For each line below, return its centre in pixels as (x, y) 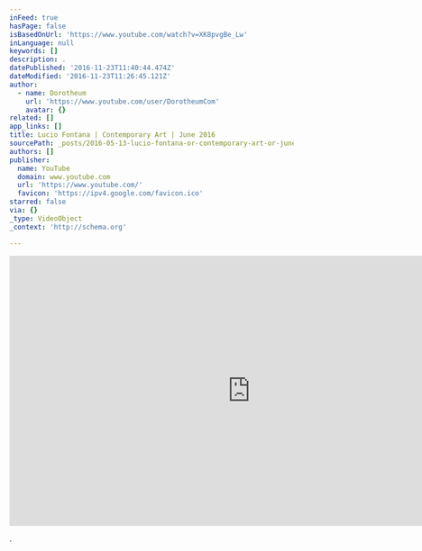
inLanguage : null (42, 43)
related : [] (32, 118)
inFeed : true (34, 18)
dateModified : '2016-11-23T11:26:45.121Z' (90, 77)
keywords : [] (34, 51)
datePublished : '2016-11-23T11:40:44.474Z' (92, 68)
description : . (38, 59)
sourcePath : (32, 143)
